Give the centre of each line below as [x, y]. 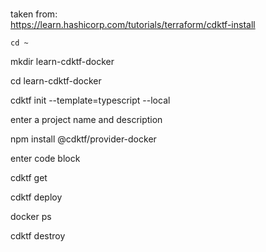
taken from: [34, 14]
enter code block [45, 159]
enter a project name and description [86, 120]
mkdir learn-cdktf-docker [62, 62]
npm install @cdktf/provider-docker [83, 139]
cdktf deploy [36, 197]
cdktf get [29, 178]
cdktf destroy [38, 236]
